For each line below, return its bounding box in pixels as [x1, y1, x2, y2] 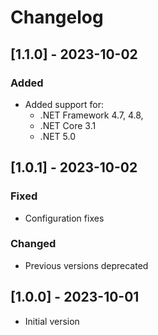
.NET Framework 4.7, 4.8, [39, 109, 144, 121]
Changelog [10, 6, 104, 29]
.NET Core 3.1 [39, 119, 97, 131]
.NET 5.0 [39, 130, 77, 142]
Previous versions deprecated [24, 259, 149, 271]
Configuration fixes [24, 212, 105, 224]
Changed [10, 237, 57, 251]
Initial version [24, 315, 80, 327]
